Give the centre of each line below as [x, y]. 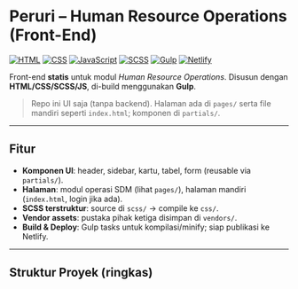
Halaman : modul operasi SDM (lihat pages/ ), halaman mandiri [134, 189]
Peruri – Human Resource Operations [148, 16]
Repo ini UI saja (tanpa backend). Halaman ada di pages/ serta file [151, 103]
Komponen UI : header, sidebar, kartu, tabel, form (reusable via [136, 170]
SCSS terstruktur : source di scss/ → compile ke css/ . [120, 208]
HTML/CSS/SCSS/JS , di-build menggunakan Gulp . [103, 86]
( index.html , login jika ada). [72, 199]
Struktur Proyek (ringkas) [81, 273]
